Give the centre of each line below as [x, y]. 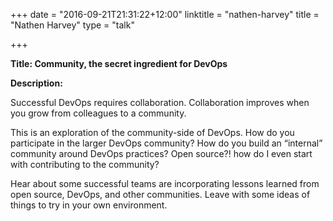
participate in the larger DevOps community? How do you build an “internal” [166, 143]
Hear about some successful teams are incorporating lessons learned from [165, 183]
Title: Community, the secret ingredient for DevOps [119, 63]
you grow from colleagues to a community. [98, 113]
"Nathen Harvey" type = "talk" [72, 25]
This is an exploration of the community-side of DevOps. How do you [152, 132]
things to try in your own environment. [89, 205]
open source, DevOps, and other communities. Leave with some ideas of [160, 194]
